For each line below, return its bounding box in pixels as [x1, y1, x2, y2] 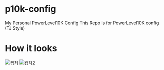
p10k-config [5, 3, 56, 15]
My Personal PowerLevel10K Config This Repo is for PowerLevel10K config [5, 20, 159, 26]
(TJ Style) [5, 25, 25, 31]
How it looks [5, 43, 57, 54]
